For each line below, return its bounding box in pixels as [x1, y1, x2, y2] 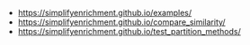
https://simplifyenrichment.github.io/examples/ [17, 8, 192, 18]
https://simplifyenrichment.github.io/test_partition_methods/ [17, 26, 241, 36]
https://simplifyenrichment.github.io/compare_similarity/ [17, 17, 227, 27]
